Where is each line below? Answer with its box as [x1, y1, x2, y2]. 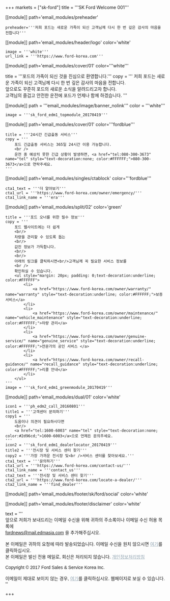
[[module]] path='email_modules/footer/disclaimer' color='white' [5, 501, 141, 507]
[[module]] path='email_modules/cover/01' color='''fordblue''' [5, 121, 135, 127]
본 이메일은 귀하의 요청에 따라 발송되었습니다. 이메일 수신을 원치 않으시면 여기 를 [5, 541, 163, 547]
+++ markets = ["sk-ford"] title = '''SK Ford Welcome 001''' [5, 5, 129, 10]
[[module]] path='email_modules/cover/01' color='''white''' [5, 63, 129, 68]
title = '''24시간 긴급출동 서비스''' [5, 132, 78, 137]
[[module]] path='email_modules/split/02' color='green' [5, 204, 122, 210]
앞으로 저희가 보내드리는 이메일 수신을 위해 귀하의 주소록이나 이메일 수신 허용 [5, 517, 157, 522]
